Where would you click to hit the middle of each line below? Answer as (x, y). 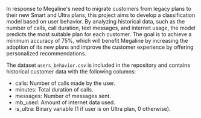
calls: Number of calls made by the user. (65, 83)
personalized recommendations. (46, 53)
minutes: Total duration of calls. (54, 89)
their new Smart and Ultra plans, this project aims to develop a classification (101, 15)
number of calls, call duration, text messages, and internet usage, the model (101, 28)
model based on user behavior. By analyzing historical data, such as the (96, 21)
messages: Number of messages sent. (63, 96)
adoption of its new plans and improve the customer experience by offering (100, 47)
